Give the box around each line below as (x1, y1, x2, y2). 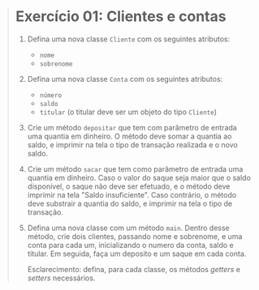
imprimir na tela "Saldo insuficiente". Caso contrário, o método (27, 190, 237, 199)
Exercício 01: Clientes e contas (15, 7, 227, 26)
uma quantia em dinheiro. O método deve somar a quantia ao (27, 131, 232, 141)
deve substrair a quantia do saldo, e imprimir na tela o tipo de (27, 198, 233, 208)
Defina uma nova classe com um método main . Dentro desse (27, 223, 230, 232)
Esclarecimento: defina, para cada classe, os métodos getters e (27, 264, 241, 274)
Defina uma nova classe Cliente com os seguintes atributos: (27, 34, 231, 44)
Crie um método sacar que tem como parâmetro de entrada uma (27, 164, 244, 173)
